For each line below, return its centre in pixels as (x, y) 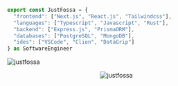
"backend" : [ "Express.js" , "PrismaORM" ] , (74, 29)
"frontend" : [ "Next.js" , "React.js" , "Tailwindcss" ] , (92, 16)
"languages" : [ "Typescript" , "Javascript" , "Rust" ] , (91, 23)
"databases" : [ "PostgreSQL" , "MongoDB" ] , (74, 36)
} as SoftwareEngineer (40, 49)
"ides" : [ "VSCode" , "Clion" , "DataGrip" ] (74, 42)
